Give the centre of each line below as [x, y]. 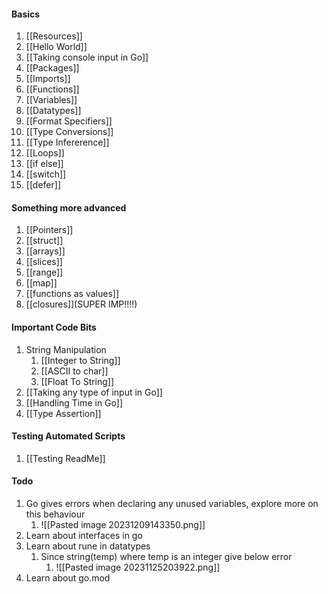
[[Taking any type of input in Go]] [94, 392]
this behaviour [55, 514]
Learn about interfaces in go [84, 536]
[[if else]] [44, 164]
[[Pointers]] [49, 230]
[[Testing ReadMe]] [65, 458]
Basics [26, 14]
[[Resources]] [54, 36]
